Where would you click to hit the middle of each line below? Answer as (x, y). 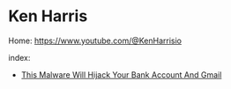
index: (19, 57)
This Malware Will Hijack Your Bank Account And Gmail (121, 74)
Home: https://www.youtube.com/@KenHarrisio (95, 41)
